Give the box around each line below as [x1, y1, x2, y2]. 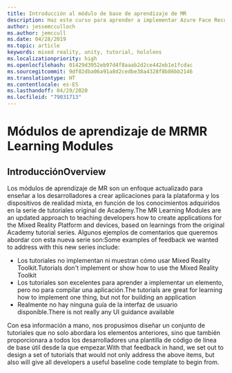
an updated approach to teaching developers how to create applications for [7, 214, 222, 221]
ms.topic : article [7, 42, 60, 49]
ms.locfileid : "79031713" [7, 94, 81, 101]
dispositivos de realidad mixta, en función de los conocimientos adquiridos [7, 199, 220, 207]
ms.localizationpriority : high [7, 55, 97, 62]
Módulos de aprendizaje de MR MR [7, 124, 208, 139]
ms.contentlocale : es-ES [7, 81, 79, 88]
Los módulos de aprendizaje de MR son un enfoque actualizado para [7, 184, 203, 192]
